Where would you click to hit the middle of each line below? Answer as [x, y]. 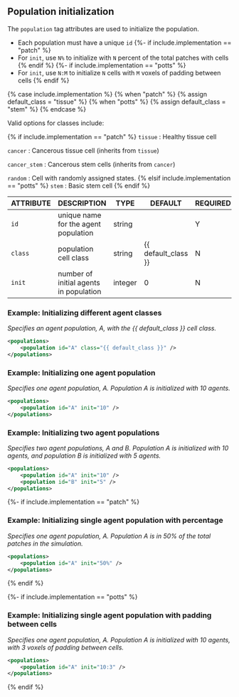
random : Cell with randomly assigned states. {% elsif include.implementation [119, 178]
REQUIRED [213, 203]
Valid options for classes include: [56, 123]
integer [125, 282]
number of [75, 274]
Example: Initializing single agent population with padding [110, 615]
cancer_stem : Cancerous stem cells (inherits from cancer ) [91, 164]
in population [80, 291]
